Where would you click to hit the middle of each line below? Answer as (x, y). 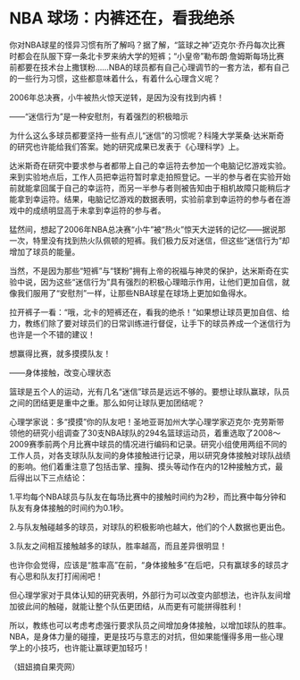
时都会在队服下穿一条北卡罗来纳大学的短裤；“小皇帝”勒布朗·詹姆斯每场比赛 (147, 55)
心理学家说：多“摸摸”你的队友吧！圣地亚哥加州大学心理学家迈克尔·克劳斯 (143, 421)
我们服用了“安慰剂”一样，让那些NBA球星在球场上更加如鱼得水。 (134, 293)
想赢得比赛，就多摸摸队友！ (60, 353)
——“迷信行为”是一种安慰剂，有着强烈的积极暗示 (99, 116)
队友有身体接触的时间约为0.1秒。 (69, 507)
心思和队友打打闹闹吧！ (60, 576)
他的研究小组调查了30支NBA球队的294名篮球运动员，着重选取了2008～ (149, 433)
